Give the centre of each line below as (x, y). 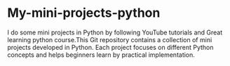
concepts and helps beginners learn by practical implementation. (101, 55)
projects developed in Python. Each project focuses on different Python (110, 47)
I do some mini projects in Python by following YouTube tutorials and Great (115, 32)
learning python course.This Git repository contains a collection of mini (110, 39)
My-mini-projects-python (84, 13)
